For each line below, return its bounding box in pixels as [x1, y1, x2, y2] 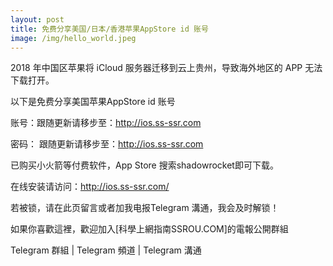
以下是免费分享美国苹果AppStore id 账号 [10, 96, 176, 108]
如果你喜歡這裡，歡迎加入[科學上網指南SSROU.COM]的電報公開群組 [10, 223, 289, 235]
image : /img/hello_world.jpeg [10, 33, 137, 43]
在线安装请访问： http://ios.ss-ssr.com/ [10, 181, 170, 193]
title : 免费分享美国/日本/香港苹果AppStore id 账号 [10, 24, 209, 34]
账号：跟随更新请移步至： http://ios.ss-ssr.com [10, 117, 202, 129]
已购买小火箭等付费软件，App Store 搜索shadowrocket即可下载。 [10, 159, 279, 171]
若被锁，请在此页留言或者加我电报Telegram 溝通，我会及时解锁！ [10, 202, 280, 214]
